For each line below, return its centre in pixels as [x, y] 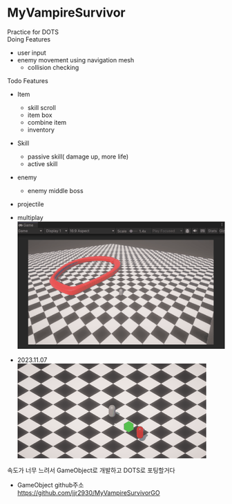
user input [31, 53]
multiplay [30, 217]
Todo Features [28, 80]
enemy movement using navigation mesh [76, 60]
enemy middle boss [56, 190]
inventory [41, 129]
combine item [47, 122]
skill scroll [42, 107]
